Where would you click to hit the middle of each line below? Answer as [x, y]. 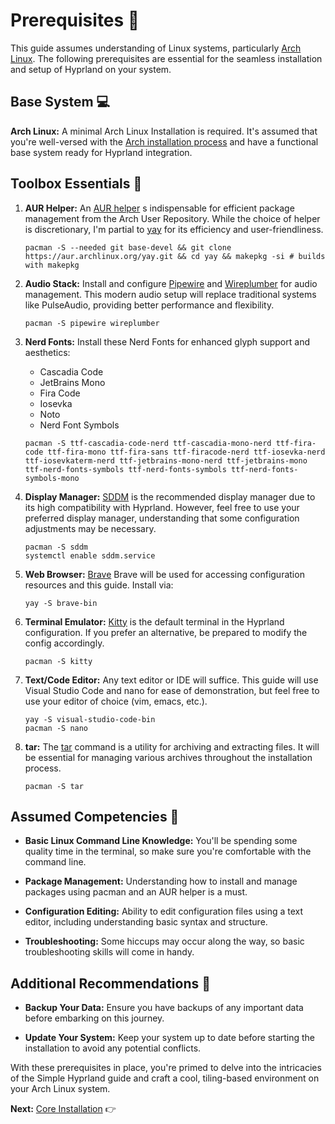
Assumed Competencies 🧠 [95, 816]
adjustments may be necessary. [90, 528]
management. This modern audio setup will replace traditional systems [170, 294]
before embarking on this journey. [94, 1018]
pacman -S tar [54, 786]
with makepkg [52, 265]
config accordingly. [64, 643]
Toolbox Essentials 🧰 [76, 184]
